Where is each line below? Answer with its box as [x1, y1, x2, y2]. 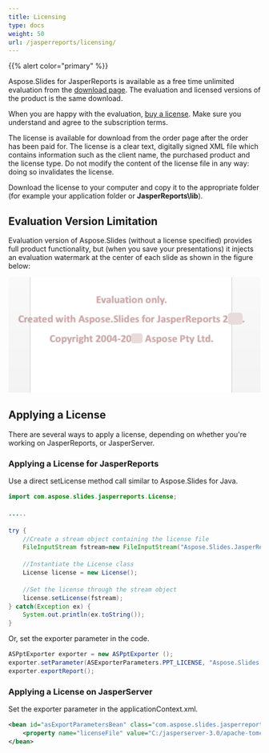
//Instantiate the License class [22, 560, 134, 568]
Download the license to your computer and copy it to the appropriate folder [8, 182, 260, 192]
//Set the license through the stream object [22, 585, 178, 594]
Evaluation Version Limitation [8, 214, 159, 228]
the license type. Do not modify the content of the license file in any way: [8, 158, 250, 168]
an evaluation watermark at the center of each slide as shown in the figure [8, 253, 254, 262]
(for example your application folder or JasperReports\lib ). [8, 191, 203, 201]
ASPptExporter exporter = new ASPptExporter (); [8, 651, 174, 659]
